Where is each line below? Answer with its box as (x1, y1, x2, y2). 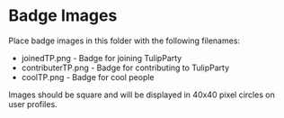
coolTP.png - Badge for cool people (21, 71, 155, 82)
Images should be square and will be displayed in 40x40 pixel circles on (8, 89, 275, 100)
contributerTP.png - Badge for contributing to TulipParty (21, 62, 230, 73)
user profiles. (8, 98, 58, 109)
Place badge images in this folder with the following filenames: (8, 35, 240, 46)
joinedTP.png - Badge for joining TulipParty (21, 52, 182, 63)
